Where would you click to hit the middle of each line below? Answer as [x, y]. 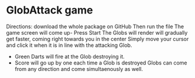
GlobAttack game [50, 10]
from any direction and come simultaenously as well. [79, 69]
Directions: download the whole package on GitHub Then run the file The [95, 26]
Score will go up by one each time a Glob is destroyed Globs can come [101, 63]
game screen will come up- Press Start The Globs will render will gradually [97, 32]
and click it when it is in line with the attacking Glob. [69, 45]
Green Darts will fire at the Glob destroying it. [70, 56]
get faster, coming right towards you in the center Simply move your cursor [97, 39]
